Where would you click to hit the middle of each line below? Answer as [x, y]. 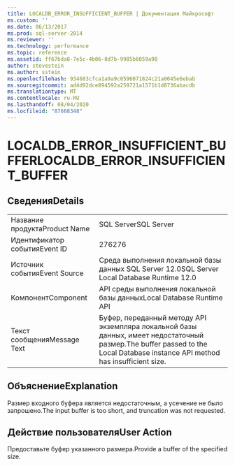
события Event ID [39, 249]
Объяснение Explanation [63, 386]
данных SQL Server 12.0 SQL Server [159, 268]
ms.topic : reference [37, 53]
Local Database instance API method [159, 352]
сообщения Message [45, 340]
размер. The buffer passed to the [153, 344]
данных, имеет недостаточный [151, 335]
